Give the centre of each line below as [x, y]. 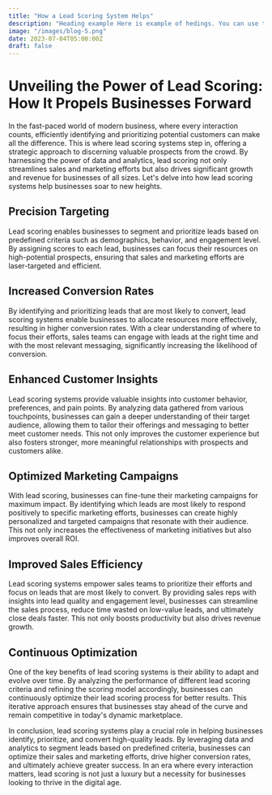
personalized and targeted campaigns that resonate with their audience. [129, 522]
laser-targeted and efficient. [55, 265]
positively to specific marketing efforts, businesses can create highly [123, 513]
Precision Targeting [59, 212]
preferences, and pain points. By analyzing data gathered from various [126, 407]
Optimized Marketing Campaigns [93, 476]
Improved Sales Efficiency [76, 564]
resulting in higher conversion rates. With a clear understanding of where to [135, 328]
